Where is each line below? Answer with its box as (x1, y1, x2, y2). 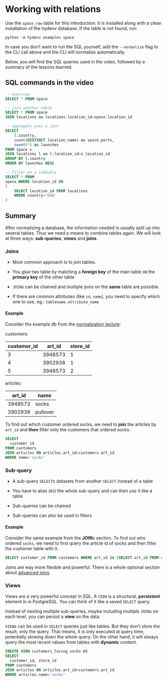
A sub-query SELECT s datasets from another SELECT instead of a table (12, 478, 153, 484)
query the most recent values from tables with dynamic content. (5, 639, 138, 645)
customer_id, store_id (9, 658, 57, 664)
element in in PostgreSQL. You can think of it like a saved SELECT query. (5, 599, 151, 605)
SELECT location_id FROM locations (14, 188, 88, 193)
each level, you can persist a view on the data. (5, 614, 101, 620)
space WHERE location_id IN (5, 179, 64, 184)
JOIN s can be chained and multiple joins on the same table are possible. (12, 284, 160, 290)
